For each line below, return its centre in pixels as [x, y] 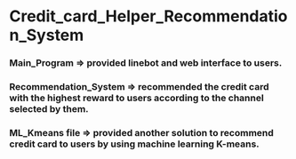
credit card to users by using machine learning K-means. [134, 144]
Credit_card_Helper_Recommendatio [148, 16]
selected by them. [49, 109]
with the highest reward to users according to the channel [136, 98]
